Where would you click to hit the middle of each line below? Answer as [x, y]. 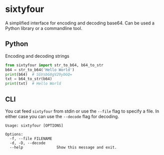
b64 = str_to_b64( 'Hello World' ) [40, 70]
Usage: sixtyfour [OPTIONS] [34, 126]
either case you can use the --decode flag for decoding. [62, 116]
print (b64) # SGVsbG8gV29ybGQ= [39, 74]
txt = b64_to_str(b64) [29, 79]
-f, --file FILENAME [31, 139]
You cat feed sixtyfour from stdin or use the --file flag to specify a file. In [82, 111]
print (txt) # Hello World [33, 84]
